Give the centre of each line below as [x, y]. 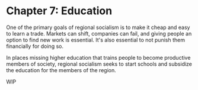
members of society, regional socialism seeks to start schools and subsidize [99, 64]
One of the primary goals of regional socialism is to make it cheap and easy [98, 27]
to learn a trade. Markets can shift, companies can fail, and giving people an [99, 33]
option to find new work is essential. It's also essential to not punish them [96, 40]
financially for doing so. [35, 46]
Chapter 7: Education [59, 11]
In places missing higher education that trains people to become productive [98, 57]
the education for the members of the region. [61, 70]
